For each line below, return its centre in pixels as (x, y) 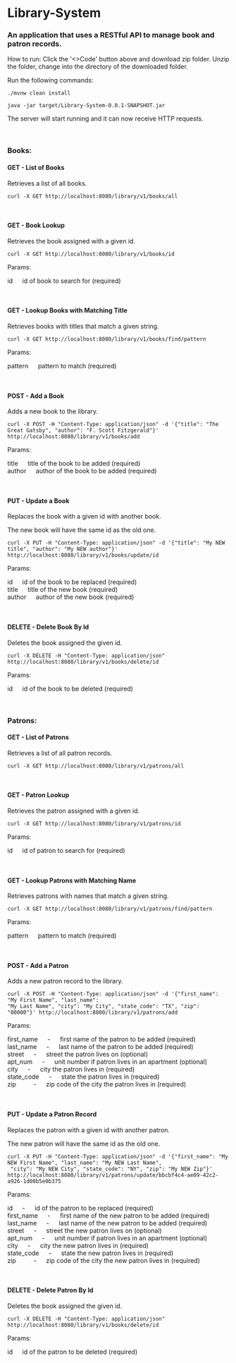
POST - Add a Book (36, 396)
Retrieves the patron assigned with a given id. (74, 811)
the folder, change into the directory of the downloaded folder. (98, 67)
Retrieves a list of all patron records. (60, 753)
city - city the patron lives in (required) (71, 1070)
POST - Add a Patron (38, 965)
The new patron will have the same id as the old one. (84, 1144)
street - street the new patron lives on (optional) (85, 1230)
